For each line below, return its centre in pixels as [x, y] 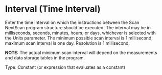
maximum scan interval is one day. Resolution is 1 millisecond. [68, 43]
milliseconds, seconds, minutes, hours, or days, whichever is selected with [80, 33]
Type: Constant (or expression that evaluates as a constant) [65, 67]
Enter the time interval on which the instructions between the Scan [72, 22]
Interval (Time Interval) [53, 9]
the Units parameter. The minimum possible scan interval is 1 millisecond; [79, 38]
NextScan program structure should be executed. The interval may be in [78, 27]
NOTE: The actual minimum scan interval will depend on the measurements [81, 53]
